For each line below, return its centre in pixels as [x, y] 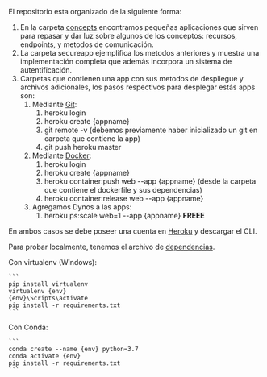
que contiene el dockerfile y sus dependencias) [123, 190]
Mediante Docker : [62, 155]
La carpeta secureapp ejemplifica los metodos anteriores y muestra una [140, 53]
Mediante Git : [54, 104]
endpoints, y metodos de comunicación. [87, 44]
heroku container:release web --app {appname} [124, 198]
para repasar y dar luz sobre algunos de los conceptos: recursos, [129, 36]
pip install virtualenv [48, 284]
